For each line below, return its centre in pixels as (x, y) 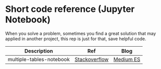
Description (39, 51)
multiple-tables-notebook (39, 59)
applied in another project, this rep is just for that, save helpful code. (76, 39)
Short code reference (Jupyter (70, 9)
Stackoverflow (92, 59)
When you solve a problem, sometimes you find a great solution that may (81, 33)
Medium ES (127, 59)
